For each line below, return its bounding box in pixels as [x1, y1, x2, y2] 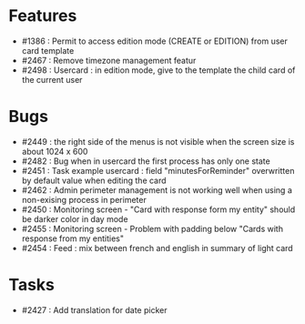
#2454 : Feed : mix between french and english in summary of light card [21, 242, 293, 253]
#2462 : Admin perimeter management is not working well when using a [21, 184, 293, 196]
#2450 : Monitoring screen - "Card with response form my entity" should [21, 204, 296, 215]
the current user [21, 74, 83, 85]
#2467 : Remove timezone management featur [21, 55, 197, 66]
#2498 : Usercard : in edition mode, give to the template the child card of [21, 65, 296, 76]
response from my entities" [21, 233, 125, 244]
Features [8, 5, 77, 26]
